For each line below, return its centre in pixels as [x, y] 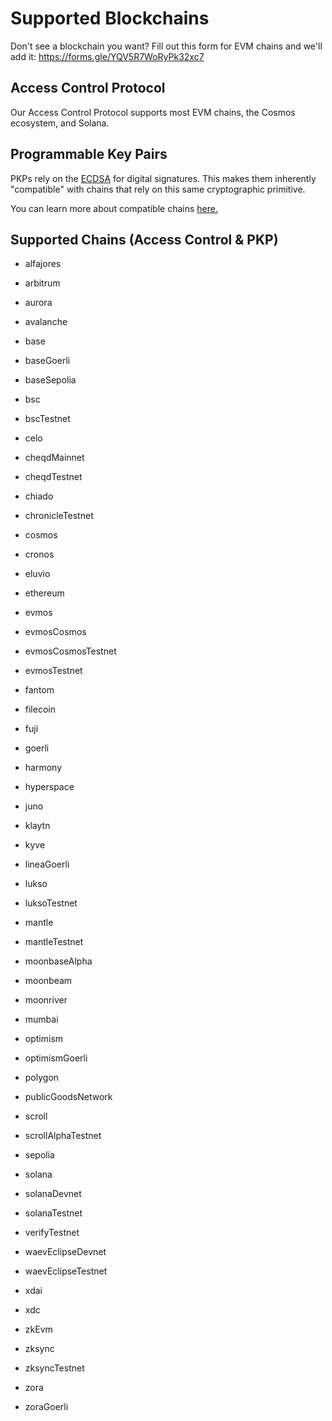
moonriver [46, 1000]
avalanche [46, 322]
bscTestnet [47, 419]
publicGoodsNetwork [68, 1097]
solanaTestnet [53, 1213]
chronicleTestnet [59, 516]
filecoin [40, 709]
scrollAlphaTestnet [63, 1136]
